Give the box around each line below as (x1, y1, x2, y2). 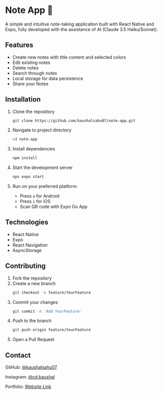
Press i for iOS (19, 198, 51, 204)
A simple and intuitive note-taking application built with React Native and (5, 21, 155, 27)
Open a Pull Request (12, 336, 55, 342)
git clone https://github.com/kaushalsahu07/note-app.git (12, 118, 136, 123)
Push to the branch (12, 317, 52, 324)
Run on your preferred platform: (12, 183, 78, 189)
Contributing (5, 262, 46, 270)
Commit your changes (12, 299, 58, 305)
